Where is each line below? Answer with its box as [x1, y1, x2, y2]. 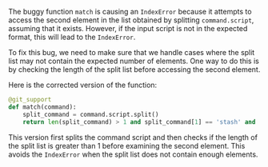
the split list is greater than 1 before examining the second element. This [8, 141, 246, 150]
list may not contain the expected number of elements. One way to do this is [8, 56, 260, 66]
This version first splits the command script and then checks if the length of [8, 132, 258, 142]
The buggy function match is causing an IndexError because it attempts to [8, 7, 252, 16]
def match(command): [8, 103, 78, 111]
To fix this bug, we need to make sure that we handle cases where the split [8, 48, 255, 57]
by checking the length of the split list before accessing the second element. [8, 65, 261, 74]
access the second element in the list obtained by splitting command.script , [8, 15, 254, 25]
